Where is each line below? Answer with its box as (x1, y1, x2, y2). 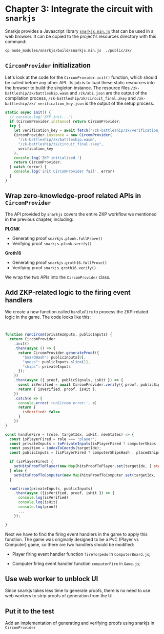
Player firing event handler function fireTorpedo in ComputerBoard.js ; (12, 551, 151, 557)
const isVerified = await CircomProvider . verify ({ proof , (18, 382, 139, 387)
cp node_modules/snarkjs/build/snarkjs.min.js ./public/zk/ (5, 48, 132, 53)
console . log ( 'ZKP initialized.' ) (14, 155, 82, 160)
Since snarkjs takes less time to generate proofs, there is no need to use (5, 587, 150, 593)
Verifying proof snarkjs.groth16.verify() (12, 264, 97, 270)
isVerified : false (22, 410, 60, 415)
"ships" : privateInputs (22, 364, 71, 369)
